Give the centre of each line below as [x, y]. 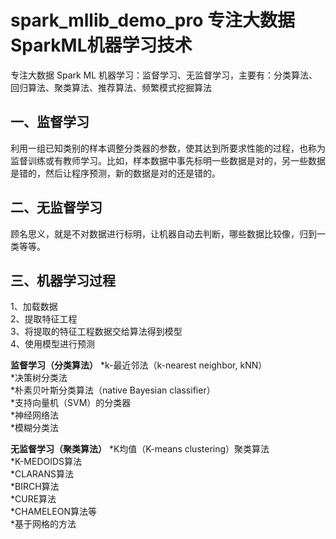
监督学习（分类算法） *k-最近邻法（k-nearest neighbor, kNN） [139, 365]
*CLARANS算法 [42, 474]
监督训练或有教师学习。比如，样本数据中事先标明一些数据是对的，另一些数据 [168, 160]
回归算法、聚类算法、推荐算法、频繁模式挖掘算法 [111, 87]
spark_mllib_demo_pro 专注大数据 [153, 20]
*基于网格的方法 [43, 524]
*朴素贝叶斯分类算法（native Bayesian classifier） [113, 390]
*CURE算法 [33, 499]
